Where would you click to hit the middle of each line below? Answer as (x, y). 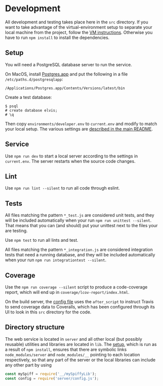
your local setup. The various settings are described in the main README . (79, 129)
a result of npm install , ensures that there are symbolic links (66, 349)
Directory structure (35, 327)
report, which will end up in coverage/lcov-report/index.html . (67, 292)
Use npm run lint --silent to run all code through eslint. (63, 188)
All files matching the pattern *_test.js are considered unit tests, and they (80, 215)
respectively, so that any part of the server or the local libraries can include (80, 360)
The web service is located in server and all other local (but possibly (74, 339)
